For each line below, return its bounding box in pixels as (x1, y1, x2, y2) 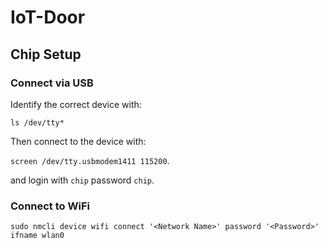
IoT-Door (10, 6, 86, 29)
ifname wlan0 (10, 231, 65, 241)
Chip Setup (10, 46, 82, 63)
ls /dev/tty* (10, 117, 65, 128)
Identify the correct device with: (10, 98, 142, 110)
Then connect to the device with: (10, 135, 147, 147)
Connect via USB (10, 76, 94, 90)
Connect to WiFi (10, 199, 90, 213)
